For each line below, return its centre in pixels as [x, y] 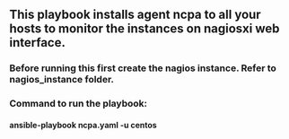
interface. [37, 43]
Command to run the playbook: [79, 104]
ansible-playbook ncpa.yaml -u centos [83, 125]
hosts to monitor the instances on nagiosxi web [144, 29]
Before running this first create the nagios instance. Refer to [143, 68]
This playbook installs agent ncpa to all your [136, 15]
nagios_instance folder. [62, 80]
